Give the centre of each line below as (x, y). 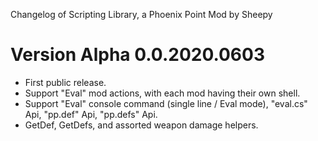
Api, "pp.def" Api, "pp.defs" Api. (91, 114)
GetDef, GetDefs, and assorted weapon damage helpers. (141, 125)
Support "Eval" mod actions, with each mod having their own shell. (162, 93)
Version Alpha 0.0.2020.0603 (138, 55)
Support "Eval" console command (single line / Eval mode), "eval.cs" (166, 103)
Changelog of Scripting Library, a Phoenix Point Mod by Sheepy (141, 14)
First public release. (65, 82)
